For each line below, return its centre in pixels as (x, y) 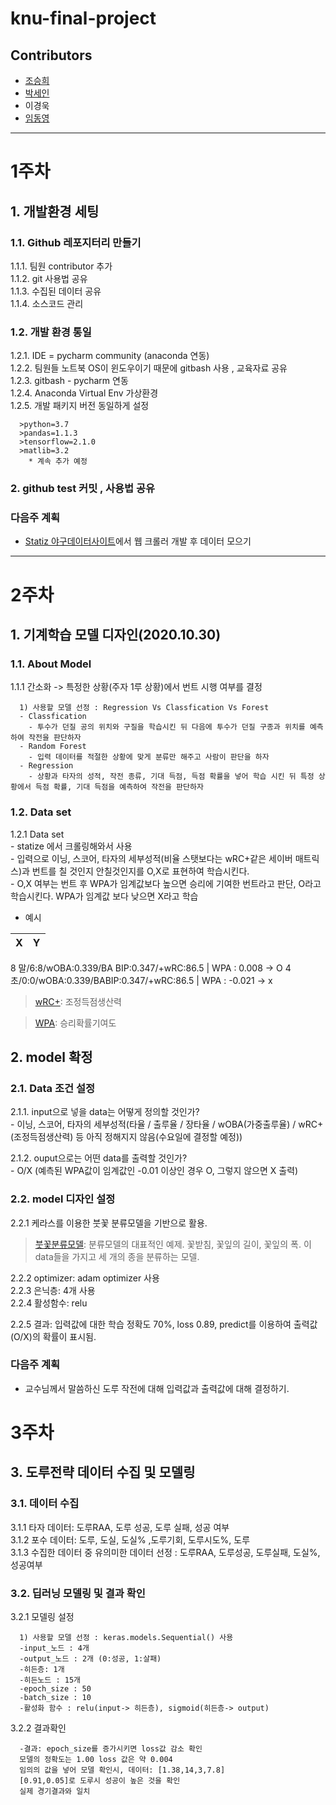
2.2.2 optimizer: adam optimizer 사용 (85, 1278)
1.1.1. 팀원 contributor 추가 (61, 266)
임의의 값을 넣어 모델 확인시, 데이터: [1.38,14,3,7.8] (122, 1770)
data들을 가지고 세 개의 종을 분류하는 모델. (117, 1256)
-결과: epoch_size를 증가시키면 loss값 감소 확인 (111, 1749)
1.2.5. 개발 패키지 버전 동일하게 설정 (80, 406)
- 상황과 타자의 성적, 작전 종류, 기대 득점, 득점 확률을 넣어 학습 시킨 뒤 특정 (171, 777)
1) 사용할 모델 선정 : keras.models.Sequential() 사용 (126, 1638)
